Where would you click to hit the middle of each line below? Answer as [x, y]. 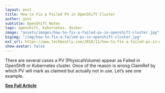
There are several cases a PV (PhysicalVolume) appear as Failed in [73, 60]
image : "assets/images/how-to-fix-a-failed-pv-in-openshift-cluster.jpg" [82, 32]
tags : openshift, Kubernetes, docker [44, 28]
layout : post [18, 10]
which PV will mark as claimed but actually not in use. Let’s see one [73, 71]
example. [14, 76]
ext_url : [14, 42]
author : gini [18, 19]
